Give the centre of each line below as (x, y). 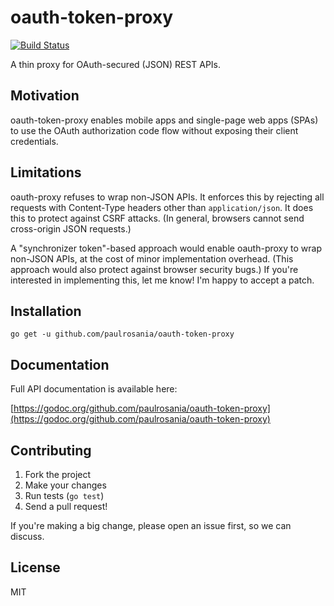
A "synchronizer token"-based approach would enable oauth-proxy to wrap (166, 248)
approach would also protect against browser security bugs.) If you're (154, 269)
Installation (46, 311)
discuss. (27, 536)
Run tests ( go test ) (64, 495)
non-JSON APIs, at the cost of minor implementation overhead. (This (152, 258)
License (35, 567)
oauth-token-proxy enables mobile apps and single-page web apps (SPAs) (164, 120)
